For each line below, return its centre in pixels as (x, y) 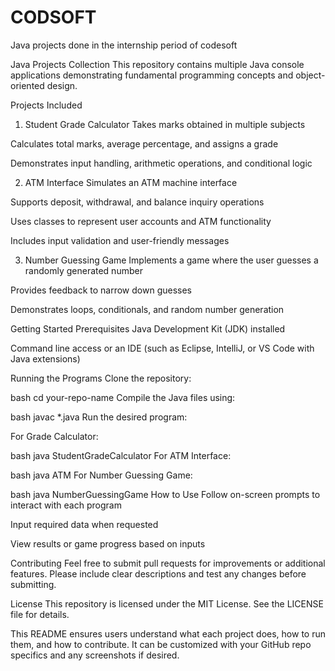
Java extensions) (45, 358)
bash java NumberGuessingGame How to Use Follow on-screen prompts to (165, 494)
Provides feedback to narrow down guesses (101, 290)
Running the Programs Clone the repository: (101, 378)
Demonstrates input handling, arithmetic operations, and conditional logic (161, 163)
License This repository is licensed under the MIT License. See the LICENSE (167, 603)
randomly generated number (83, 270)
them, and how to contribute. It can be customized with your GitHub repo (161, 644)
